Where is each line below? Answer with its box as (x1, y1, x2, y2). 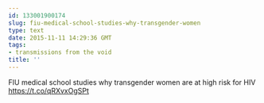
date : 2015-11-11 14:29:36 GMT (8, 33, 112, 42)
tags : (8, 41, 26, 49)
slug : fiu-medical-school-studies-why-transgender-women (8, 19, 201, 27)
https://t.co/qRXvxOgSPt (8, 86, 90, 95)
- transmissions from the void (8, 48, 112, 56)
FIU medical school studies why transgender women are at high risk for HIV (8, 77, 256, 87)
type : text (8, 26, 45, 34)
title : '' (8, 56, 41, 64)
